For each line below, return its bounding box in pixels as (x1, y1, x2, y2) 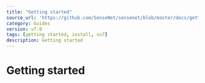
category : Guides (6, 20, 51, 26)
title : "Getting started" (6, 9, 72, 15)
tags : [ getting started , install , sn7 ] (6, 32, 108, 38)
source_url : (6, 15, 37, 21)
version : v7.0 (6, 26, 43, 32)
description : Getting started (6, 37, 84, 43)
